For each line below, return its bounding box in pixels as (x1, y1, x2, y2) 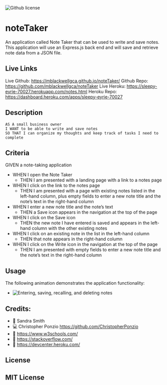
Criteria (5, 149, 30, 157)
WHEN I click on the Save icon (12, 215, 75, 221)
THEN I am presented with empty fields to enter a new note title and (20, 247, 161, 253)
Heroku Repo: (88, 88, 117, 94)
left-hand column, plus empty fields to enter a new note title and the (20, 193, 161, 199)
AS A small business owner (5, 121, 62, 127)
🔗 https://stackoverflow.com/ (12, 336, 73, 342)
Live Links (5, 65, 38, 73)
